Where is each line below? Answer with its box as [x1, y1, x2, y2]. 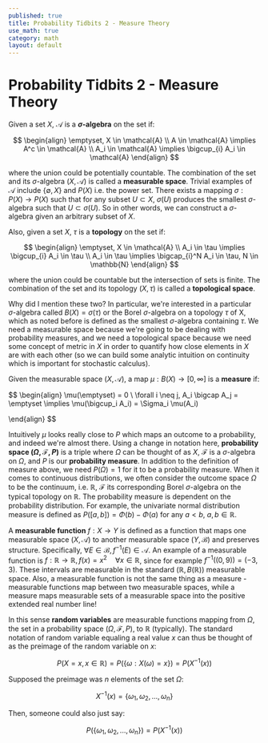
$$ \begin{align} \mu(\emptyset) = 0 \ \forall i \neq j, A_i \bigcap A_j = [8, 390, 238, 400]
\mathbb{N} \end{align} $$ [90, 259, 179, 269]
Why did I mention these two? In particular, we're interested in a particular [8, 299, 252, 309]
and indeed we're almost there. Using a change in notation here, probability [8, 438, 259, 448]
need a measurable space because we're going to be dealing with [8, 325, 226, 335]
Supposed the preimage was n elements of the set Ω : [8, 674, 184, 685]
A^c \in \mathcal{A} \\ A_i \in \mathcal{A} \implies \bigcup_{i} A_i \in [23, 144, 246, 154]
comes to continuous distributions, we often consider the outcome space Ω [8, 473, 257, 483]
